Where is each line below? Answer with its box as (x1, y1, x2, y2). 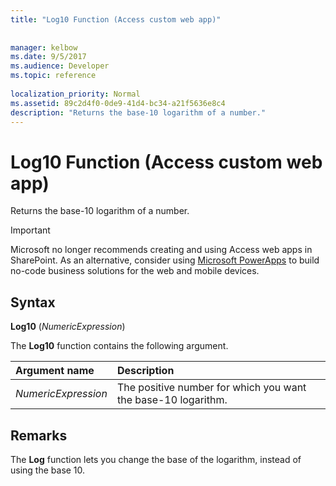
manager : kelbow (10, 42, 78, 53)
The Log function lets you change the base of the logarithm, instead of (10, 453, 302, 465)
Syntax (10, 294, 56, 311)
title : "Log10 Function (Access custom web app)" (10, 14, 222, 25)
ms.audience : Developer (10, 61, 110, 71)
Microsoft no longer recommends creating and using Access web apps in (10, 244, 313, 256)
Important (10, 224, 51, 236)
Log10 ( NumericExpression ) (10, 321, 126, 333)
